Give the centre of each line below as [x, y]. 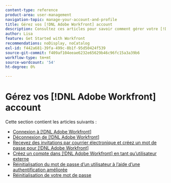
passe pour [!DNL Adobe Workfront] [51, 148]
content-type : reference [32, 10]
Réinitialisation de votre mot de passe [52, 175]
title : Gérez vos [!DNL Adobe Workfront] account [59, 24]
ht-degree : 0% [20, 67]
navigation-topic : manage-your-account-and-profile [61, 19]
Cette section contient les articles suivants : [51, 122]
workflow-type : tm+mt [28, 58]
